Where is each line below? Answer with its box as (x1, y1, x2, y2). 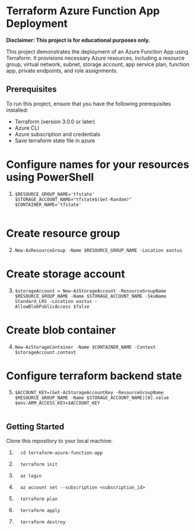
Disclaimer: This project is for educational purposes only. (6, 36, 151, 43)
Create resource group (6, 226, 120, 240)
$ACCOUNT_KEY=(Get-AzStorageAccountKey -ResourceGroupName (14, 390, 164, 396)
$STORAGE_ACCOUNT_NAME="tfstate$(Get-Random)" (14, 196, 132, 202)
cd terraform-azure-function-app (20, 450, 103, 456)
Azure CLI (14, 124, 40, 132)
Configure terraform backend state (6, 369, 183, 382)
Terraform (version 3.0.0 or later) (14, 118, 95, 125)
